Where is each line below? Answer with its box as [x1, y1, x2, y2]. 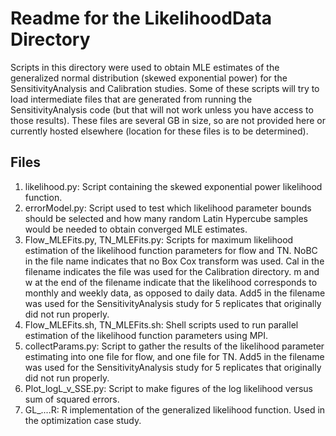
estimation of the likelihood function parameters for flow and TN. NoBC [24, 244, 318, 256]
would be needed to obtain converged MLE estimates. [24, 223, 248, 235]
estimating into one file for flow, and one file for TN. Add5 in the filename [24, 350, 325, 362]
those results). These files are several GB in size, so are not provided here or [10, 114, 326, 126]
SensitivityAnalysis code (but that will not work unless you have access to [10, 103, 314, 116]
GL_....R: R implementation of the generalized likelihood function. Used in [24, 403, 326, 416]
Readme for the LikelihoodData [10, 7, 273, 30]
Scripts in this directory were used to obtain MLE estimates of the [10, 61, 280, 73]
